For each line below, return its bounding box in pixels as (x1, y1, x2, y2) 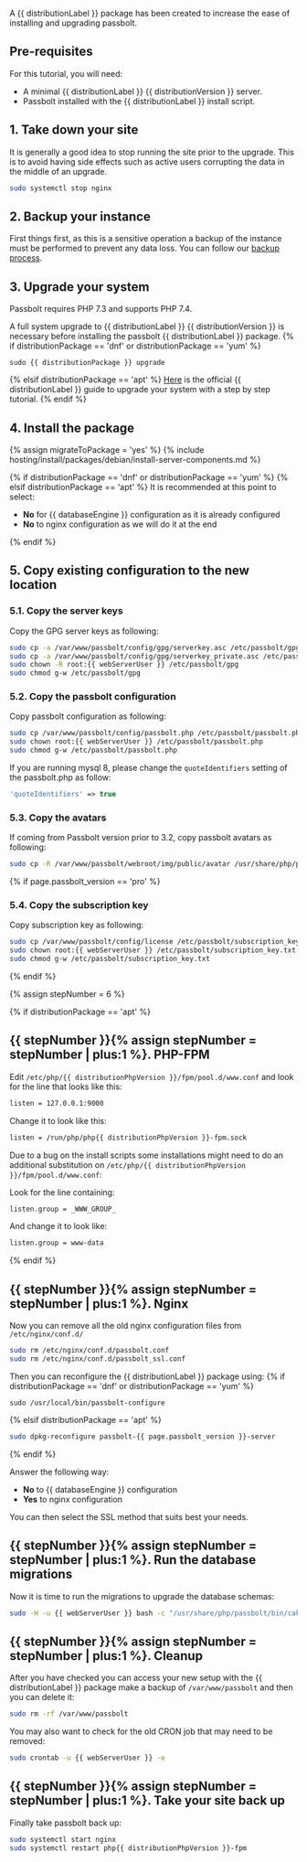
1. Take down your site (9, 123, 139, 138)
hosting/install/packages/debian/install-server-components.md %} (9, 454, 261, 465)
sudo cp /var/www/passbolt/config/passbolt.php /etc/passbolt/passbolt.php (9, 729, 304, 738)
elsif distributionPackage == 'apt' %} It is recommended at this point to (9, 481, 277, 492)
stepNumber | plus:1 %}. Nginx (9, 1296, 189, 1311)
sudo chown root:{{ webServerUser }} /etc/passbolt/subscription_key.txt (9, 946, 297, 955)
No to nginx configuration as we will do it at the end (22, 519, 217, 530)
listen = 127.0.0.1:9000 (9, 1098, 104, 1108)
